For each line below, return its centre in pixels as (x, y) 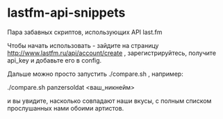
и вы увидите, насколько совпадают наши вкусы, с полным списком (109, 101)
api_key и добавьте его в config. (55, 60)
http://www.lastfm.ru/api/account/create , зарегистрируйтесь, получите (112, 53)
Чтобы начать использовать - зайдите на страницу (83, 45)
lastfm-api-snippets (66, 13)
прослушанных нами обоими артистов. (66, 108)
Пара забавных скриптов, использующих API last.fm (85, 32)
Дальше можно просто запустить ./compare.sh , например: (96, 74)
